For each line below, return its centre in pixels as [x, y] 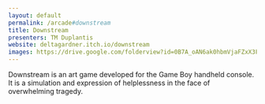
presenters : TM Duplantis [50, 37]
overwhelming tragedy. [46, 91]
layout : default [35, 15]
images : [21, 52]
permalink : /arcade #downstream [60, 23]
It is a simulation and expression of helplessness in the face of [109, 83]
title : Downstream [38, 30]
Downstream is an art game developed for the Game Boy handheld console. [131, 74]
